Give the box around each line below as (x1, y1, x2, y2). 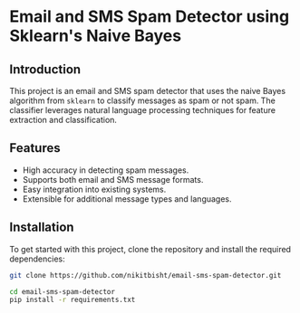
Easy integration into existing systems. (22, 184, 167, 194)
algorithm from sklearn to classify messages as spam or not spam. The (9, 95, 276, 106)
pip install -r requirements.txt (9, 296, 136, 305)
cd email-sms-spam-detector (9, 287, 116, 296)
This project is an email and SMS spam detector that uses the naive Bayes (9, 86, 286, 96)
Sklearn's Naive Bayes (9, 25, 182, 46)
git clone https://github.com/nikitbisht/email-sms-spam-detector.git (9, 270, 282, 280)
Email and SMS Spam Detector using (9, 6, 290, 27)
